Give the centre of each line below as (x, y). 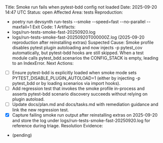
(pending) (22, 135)
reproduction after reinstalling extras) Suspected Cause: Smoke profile (83, 42)
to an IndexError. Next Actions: (43, 63)
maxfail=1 (22, 27)
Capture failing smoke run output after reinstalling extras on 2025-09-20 (85, 115)
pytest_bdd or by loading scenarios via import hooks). (66, 83)
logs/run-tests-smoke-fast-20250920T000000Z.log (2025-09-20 (78, 37)
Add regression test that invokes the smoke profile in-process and (78, 89)
